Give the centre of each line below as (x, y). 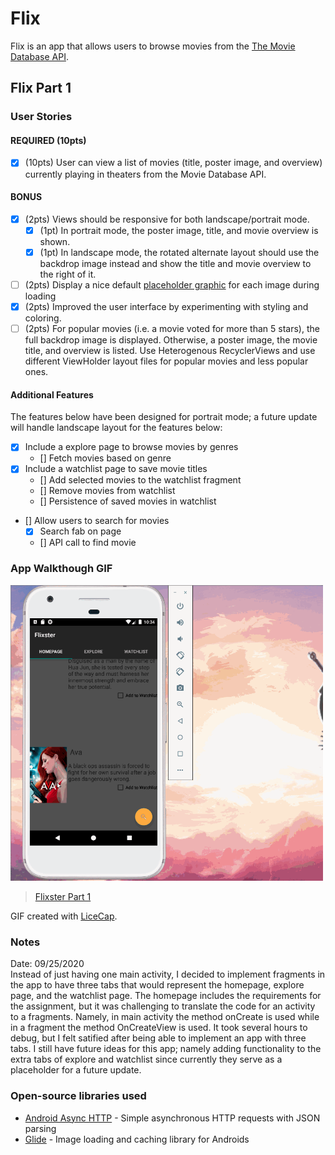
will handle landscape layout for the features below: (116, 428)
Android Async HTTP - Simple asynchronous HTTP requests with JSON (172, 1118)
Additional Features (52, 394)
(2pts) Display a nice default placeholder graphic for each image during (172, 284)
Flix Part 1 (41, 88)
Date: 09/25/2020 (47, 964)
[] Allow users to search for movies (97, 521)
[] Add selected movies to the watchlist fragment (140, 480)
